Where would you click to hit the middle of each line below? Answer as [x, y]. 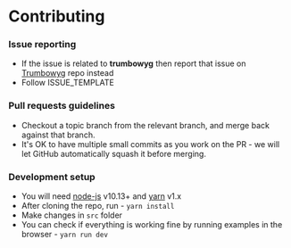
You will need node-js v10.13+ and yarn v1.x [101, 196]
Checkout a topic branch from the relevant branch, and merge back [145, 125]
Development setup [52, 177]
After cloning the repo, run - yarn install [98, 206]
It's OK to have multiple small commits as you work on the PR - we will [150, 144]
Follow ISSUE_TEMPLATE [68, 83]
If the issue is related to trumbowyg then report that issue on [133, 63]
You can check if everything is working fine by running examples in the [152, 225]
